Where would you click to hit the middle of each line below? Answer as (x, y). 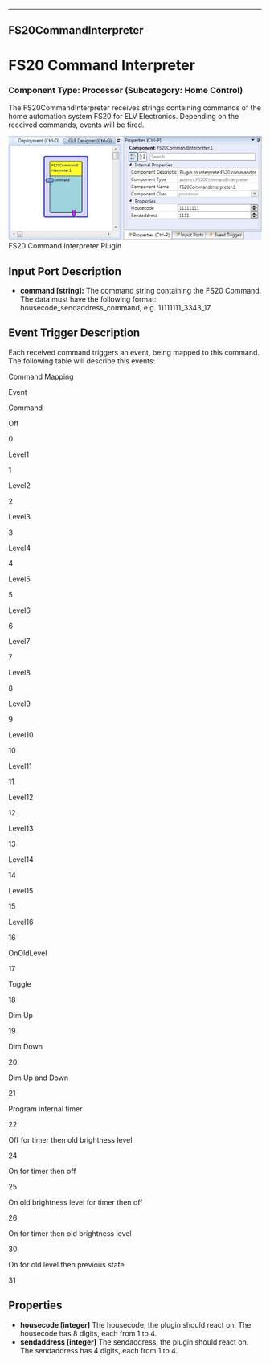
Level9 (19, 704)
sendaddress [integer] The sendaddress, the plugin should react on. (134, 1342)
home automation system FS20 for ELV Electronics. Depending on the (124, 116)
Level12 (21, 797)
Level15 (21, 890)
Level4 (19, 548)
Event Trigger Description (74, 333)
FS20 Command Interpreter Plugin (65, 246)
